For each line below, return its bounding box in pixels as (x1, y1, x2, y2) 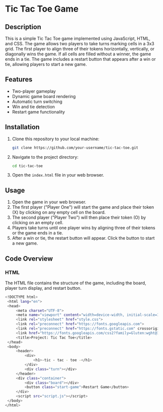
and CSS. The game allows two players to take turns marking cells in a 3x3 (5, 41, 154, 47)
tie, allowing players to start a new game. (5, 62, 87, 67)
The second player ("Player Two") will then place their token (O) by (12, 214, 147, 220)
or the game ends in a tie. (12, 230, 64, 236)
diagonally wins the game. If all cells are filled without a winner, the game (5, 51, 151, 57)
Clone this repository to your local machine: (12, 136, 99, 142)
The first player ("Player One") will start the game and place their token (12, 204, 154, 210)
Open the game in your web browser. (12, 199, 86, 205)
